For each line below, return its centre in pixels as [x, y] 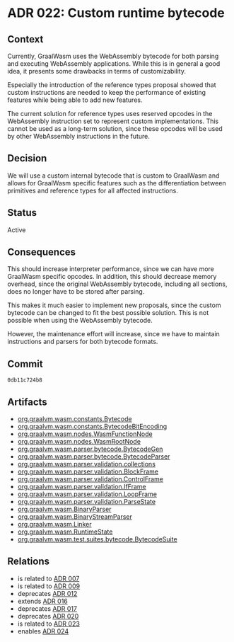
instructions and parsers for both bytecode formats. [83, 342]
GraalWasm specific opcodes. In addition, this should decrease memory [112, 277]
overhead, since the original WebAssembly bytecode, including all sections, [117, 284]
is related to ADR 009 [48, 586]
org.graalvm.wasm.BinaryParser [64, 509]
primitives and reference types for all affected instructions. [93, 190]
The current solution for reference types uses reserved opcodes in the [110, 114]
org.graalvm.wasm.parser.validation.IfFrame [82, 487]
